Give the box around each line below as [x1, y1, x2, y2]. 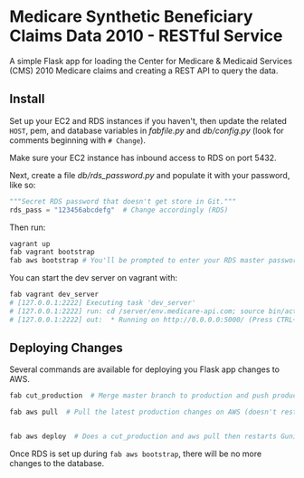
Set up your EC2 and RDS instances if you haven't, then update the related [9, 115, 288, 126]
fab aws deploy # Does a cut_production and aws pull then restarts [9, 432, 278, 441]
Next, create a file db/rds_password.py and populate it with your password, [9, 169, 290, 180]
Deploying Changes [9, 340, 124, 356]
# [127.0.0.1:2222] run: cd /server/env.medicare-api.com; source [9, 306, 265, 316]
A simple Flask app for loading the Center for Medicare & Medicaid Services [9, 55, 292, 66]
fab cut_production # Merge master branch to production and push [9, 391, 270, 400]
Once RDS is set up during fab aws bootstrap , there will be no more [9, 448, 262, 459]
